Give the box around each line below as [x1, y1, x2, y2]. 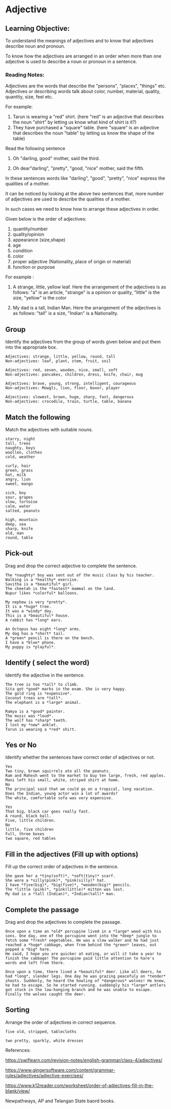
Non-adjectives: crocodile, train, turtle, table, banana [5, 399, 132, 404]
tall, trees [5, 441, 31, 446]
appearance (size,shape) [12, 237, 66, 243]
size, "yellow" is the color [12, 295, 67, 301]
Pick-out [5, 549, 33, 558]
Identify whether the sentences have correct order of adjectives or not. [5, 754, 155, 760]
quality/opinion [12, 231, 45, 237]
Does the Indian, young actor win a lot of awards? [5, 791, 118, 796]
